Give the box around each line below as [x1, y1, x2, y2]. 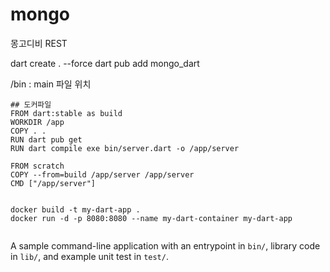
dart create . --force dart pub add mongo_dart [10, 57, 200, 69]
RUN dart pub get [10, 134, 83, 145]
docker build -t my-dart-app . [10, 204, 141, 215]
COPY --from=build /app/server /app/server [10, 169, 195, 180]
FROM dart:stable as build [10, 108, 123, 118]
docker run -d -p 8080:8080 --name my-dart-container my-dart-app [10, 213, 293, 223]
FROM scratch [10, 161, 65, 171]
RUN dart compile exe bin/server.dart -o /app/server [10, 143, 240, 153]
